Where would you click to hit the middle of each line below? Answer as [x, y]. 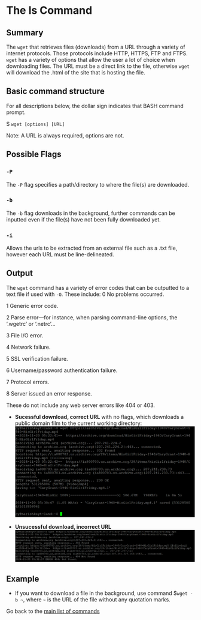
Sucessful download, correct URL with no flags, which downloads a [99, 417]
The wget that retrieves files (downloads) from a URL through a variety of [96, 47]
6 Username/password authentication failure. [62, 370]
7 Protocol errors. [28, 382]
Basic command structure [55, 92]
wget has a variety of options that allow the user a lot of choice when [91, 60]
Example [23, 579]
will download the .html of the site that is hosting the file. [76, 72]
